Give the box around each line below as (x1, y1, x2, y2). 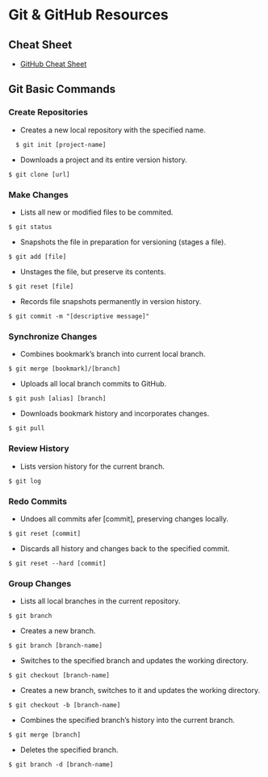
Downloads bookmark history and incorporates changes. (19, 409, 210, 419)
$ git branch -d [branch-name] (8, 761, 114, 769)
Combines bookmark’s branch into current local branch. (19, 349, 206, 359)
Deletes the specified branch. (19, 745, 119, 755)
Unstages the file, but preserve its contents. (19, 266, 166, 276)
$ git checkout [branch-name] (8, 671, 111, 679)
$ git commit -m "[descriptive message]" (8, 312, 150, 320)
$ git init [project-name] (15, 140, 107, 148)
